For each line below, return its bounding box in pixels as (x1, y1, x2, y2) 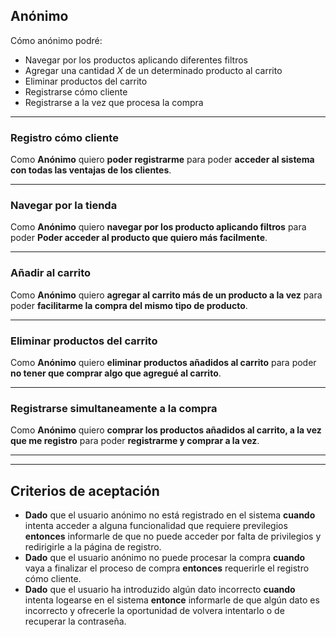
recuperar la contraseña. (24, 615, 127, 628)
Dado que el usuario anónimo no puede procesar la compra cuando (24, 552, 306, 564)
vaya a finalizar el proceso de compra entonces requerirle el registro (24, 562, 310, 574)
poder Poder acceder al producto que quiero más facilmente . (10, 232, 268, 244)
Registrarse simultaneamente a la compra (10, 401, 218, 415)
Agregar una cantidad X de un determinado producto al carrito (24, 64, 283, 76)
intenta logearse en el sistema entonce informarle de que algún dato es (24, 594, 320, 606)
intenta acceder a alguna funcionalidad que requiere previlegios (24, 520, 288, 532)
